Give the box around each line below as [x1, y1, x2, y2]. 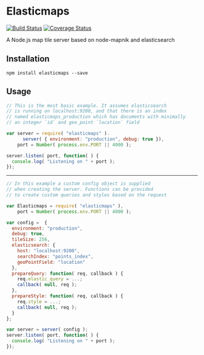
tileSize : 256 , [12, 236, 50, 243]
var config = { [6, 219, 47, 226]
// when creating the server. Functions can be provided [6, 187, 154, 193]
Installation [6, 53, 50, 64]
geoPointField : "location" [17, 259, 86, 265]
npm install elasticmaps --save [6, 70, 88, 76]
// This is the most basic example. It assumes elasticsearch [6, 102, 167, 109]
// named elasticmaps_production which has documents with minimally [6, 114, 186, 120]
